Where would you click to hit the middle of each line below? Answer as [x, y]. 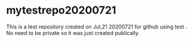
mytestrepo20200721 [61, 10]
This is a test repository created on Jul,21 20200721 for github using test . [97, 27]
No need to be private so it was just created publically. [73, 33]
